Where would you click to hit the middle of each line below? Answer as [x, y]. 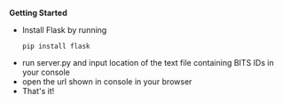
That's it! [38, 91]
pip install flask [56, 46]
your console [46, 72]
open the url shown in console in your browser [107, 82]
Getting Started [39, 13]
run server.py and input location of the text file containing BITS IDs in [148, 63]
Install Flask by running [64, 30]
